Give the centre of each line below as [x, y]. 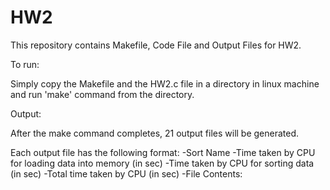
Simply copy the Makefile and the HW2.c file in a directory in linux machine [165, 83]
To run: [25, 64]
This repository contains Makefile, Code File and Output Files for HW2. [156, 45]
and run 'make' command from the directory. [102, 94]
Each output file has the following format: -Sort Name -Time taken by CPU [163, 152]
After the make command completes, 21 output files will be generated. [155, 133]
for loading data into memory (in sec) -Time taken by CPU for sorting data [162, 163]
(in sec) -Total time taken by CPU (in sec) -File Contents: [126, 173]
